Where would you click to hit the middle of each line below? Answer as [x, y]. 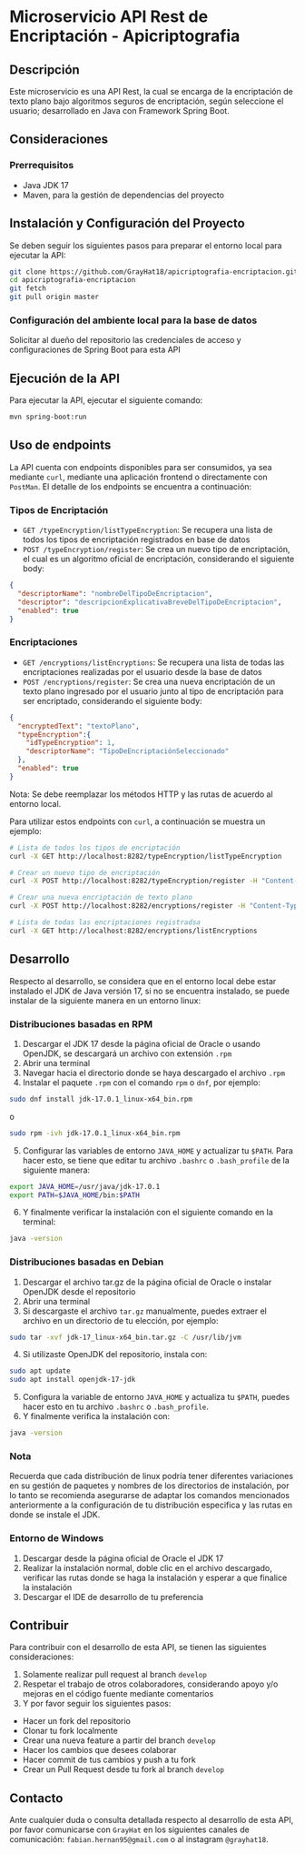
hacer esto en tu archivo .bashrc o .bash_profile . [115, 1406]
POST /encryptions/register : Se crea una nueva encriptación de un [149, 681]
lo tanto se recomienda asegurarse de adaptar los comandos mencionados [150, 1496]
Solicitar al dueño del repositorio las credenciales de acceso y [126, 340]
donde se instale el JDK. [55, 1515]
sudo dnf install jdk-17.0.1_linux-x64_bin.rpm [101, 1099]
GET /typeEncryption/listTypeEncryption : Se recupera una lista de [148, 530]
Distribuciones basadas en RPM [81, 1023]
